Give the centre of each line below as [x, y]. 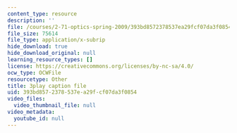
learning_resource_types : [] [50, 60]
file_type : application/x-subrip [56, 40]
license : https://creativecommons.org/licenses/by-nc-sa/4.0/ [101, 66]
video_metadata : [31, 112]
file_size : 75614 [33, 33]
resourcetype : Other [38, 79]
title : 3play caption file [47, 86]
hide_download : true [38, 46]
